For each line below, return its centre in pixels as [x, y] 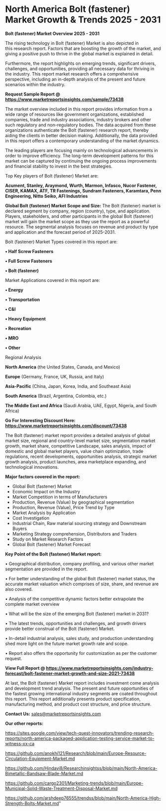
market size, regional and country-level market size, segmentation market [80, 441]
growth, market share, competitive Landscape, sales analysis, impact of [79, 446]
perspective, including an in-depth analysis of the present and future [75, 79]
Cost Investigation [31, 518]
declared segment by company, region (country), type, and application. [78, 211]
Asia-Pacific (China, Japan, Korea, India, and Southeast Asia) [68, 386]
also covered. [19, 589]
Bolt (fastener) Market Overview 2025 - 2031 [53, 33]
